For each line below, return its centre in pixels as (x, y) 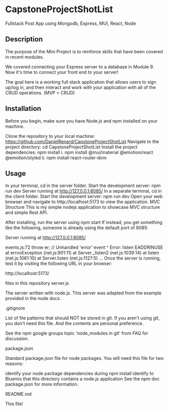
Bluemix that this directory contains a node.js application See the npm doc (82, 379)
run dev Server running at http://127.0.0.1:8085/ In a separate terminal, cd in (84, 191)
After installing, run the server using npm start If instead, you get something (84, 222)
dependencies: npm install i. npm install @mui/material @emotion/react (79, 152)
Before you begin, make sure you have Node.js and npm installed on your (81, 121)
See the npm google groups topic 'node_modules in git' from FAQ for (77, 333)
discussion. (17, 339)
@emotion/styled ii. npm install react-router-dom (56, 158)
